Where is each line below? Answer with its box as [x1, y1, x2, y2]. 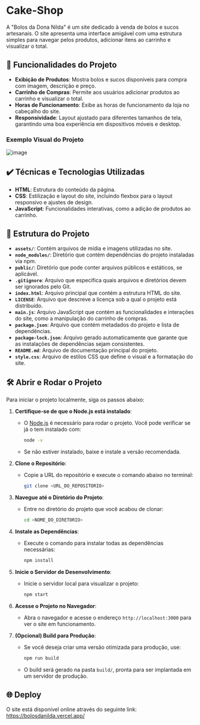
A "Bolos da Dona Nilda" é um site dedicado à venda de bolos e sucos [6, 23, 179, 31]
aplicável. [14, 270, 39, 277]
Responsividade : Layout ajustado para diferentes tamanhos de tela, [14, 114, 183, 121]
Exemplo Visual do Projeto [6, 135, 84, 144]
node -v [23, 437, 43, 443]
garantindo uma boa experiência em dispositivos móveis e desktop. [14, 120, 181, 128]
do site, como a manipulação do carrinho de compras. [14, 315, 148, 322]
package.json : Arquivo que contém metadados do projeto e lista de [14, 321, 180, 328]
